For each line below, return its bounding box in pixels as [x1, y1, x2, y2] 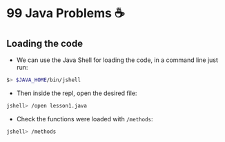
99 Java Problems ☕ [6, 6, 126, 21]
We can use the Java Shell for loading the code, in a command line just [16, 56, 219, 64]
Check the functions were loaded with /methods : [16, 114, 153, 123]
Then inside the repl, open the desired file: [16, 89, 137, 97]
